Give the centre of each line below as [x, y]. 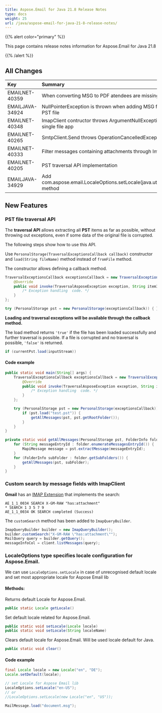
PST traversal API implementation [80, 165]
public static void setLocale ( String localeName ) [56, 631]
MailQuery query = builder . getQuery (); [45, 539]
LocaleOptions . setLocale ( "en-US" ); [41, 688]
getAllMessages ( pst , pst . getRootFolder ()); [75, 417]
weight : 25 [16, 18]
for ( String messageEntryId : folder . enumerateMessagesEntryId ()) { [84, 444]
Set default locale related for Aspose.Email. [48, 617]
